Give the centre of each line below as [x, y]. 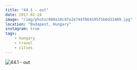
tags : [11, 33]
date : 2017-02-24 [24, 15]
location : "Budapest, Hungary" [38, 24]
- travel [24, 43]
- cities [24, 48]
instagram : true [22, 29]
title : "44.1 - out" [27, 10]
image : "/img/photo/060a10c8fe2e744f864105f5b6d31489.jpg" [69, 19]
